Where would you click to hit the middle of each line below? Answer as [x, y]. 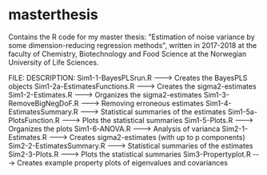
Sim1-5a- [243, 111]
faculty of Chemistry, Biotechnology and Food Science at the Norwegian [128, 54]
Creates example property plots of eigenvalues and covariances [122, 162]
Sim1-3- [217, 94]
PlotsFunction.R [34, 120]
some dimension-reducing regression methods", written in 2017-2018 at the [133, 45]
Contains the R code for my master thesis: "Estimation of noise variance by [132, 37]
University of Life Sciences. [54, 62]
